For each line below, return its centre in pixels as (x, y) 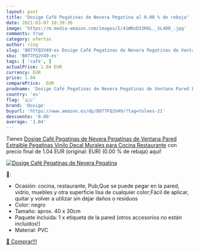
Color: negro (30, 205)
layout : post (22, 12)
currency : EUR (24, 72)
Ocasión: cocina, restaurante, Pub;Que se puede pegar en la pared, (97, 186)
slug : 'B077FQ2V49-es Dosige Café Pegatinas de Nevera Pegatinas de (92, 50)
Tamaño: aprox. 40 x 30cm (48, 211)
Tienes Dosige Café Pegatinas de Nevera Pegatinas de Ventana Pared (92, 139)
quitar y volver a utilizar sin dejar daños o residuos (76, 199)
